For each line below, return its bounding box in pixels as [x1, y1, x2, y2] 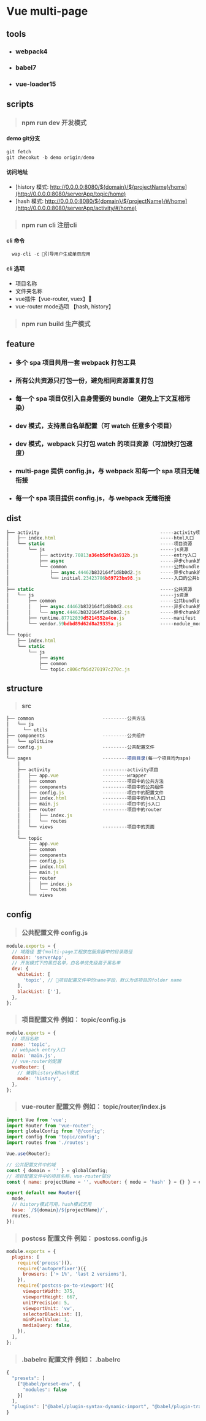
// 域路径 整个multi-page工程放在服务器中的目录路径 [12, 948, 133, 954]
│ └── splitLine [6, 738, 53, 744]
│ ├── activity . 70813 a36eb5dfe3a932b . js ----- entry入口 [6, 552, 197, 558]
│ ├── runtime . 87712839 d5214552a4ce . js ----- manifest [6, 615, 196, 621]
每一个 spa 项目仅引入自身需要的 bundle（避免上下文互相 [15, 394, 185, 403]
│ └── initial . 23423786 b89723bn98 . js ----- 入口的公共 [6, 575, 197, 581]
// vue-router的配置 [12, 1059, 62, 1065]
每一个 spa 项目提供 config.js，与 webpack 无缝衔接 [15, 493, 171, 502]
